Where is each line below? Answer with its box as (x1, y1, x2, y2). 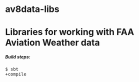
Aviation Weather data (5, 37, 100, 48)
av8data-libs (5, 3, 59, 15)
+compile (5, 71, 26, 77)
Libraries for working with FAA (5, 26, 134, 38)
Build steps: (5, 53, 31, 59)
